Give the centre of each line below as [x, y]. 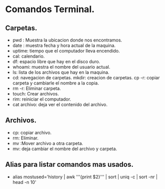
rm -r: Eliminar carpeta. [37, 88]
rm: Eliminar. [25, 138]
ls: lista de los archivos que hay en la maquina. [61, 72]
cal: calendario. [29, 56]
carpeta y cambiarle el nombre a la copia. [56, 83]
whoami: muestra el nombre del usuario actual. [61, 67]
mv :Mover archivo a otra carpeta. [48, 143]
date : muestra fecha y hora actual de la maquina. [64, 45]
